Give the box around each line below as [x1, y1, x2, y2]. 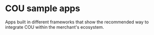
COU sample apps [5, 3, 80, 14]
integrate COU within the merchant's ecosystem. [5, 24, 105, 30]
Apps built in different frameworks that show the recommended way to [5, 19, 149, 25]
